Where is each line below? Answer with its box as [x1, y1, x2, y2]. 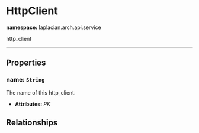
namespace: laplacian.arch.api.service [6, 24, 102, 31]
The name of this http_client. [6, 89, 76, 96]
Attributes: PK [14, 100, 51, 108]
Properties [6, 58, 46, 68]
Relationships [6, 118, 58, 128]
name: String [6, 76, 45, 84]
